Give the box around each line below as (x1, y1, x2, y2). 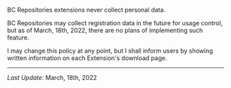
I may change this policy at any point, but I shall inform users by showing (7, 47, 213, 55)
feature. (7, 33, 30, 42)
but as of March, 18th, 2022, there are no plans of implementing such (7, 27, 203, 34)
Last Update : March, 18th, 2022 (7, 74, 98, 81)
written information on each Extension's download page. (7, 54, 167, 62)
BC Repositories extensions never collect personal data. (7, 6, 166, 14)
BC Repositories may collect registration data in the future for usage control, (7, 19, 223, 27)
